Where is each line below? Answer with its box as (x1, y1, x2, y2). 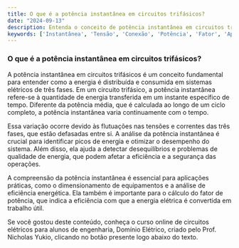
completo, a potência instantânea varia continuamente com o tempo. (7, 108, 209, 116)
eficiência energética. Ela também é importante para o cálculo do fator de (7, 188, 223, 197)
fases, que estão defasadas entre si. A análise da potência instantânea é (7, 129, 220, 138)
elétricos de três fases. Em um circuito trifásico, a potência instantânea (7, 85, 216, 93)
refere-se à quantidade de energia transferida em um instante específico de (7, 93, 230, 101)
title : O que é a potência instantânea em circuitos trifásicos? (7, 10, 205, 18)
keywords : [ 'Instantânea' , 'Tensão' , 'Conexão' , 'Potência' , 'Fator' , (7, 30, 221, 38)
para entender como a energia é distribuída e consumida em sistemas (7, 78, 212, 86)
